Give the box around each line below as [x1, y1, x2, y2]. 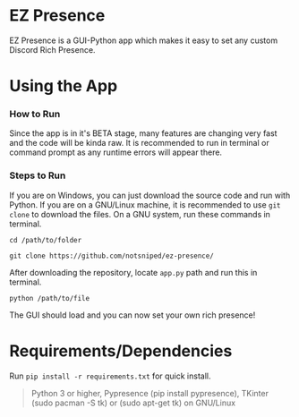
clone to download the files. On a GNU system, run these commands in [9, 208, 271, 219]
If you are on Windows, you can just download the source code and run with [9, 190, 291, 200]
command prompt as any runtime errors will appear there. [9, 147, 222, 157]
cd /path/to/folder [9, 235, 82, 244]
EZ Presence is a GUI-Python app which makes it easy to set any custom [9, 35, 278, 46]
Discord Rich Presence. [9, 44, 96, 55]
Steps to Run [9, 169, 66, 182]
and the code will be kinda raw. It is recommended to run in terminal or [9, 138, 270, 149]
